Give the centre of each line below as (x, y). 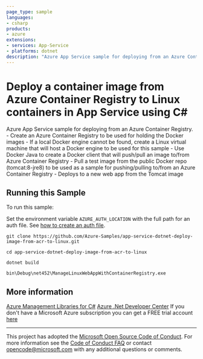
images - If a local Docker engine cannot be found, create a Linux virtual (96, 142)
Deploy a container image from (85, 87)
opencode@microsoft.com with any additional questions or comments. (94, 349)
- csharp (17, 23)
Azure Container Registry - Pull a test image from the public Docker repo (97, 161)
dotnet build (23, 263)
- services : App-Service (37, 46)
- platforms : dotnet (32, 51)
